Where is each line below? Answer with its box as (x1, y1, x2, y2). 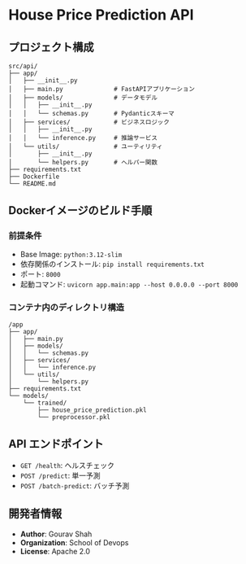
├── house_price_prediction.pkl (37, 405, 148, 414)
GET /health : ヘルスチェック (19, 460, 115, 470)
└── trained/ (23, 399, 67, 407)
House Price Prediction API (8, 6, 194, 24)
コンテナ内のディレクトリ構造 (8, 301, 124, 313)
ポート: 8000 (19, 269, 61, 278)
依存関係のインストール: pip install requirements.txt (19, 259, 205, 269)
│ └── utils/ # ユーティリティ (8, 142, 163, 151)
